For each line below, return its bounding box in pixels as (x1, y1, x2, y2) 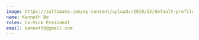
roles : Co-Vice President (6, 19, 70, 25)
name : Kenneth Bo (6, 14, 49, 20)
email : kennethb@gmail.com (6, 25, 73, 31)
